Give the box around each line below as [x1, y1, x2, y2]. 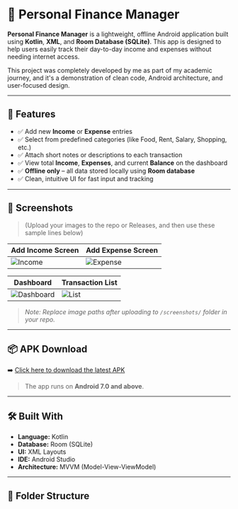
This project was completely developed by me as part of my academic [7, 66, 212, 74]
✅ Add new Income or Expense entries [17, 127, 133, 135]
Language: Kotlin [17, 433, 69, 441]
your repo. [24, 315, 55, 324]
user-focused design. [7, 81, 70, 89]
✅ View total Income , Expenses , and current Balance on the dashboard [17, 159, 228, 167]
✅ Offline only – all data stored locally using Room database [17, 166, 195, 175]
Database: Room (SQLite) [17, 440, 93, 449]
